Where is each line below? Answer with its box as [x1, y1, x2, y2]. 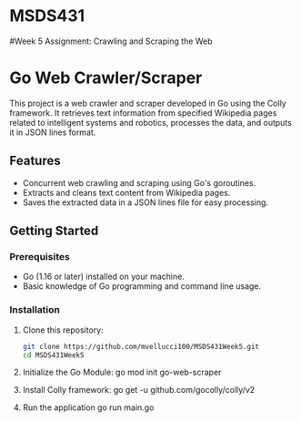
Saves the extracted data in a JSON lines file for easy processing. [22, 197, 269, 208]
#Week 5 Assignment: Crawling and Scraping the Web [9, 36, 213, 46]
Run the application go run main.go [22, 402, 155, 413]
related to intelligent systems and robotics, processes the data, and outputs [9, 117, 293, 128]
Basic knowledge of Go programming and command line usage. [22, 281, 262, 292]
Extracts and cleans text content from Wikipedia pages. [22, 187, 231, 198]
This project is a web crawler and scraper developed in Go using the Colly [9, 98, 286, 108]
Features [9, 153, 61, 169]
